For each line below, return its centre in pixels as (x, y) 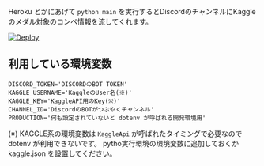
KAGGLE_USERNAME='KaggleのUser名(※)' (70, 92)
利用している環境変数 (60, 64)
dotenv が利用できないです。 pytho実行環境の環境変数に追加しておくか (124, 143)
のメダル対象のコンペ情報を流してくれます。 (80, 21)
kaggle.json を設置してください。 (62, 153)
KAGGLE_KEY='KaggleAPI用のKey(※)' (64, 101)
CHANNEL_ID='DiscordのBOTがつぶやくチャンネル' (81, 109)
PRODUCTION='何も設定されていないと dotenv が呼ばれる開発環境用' (107, 118)
